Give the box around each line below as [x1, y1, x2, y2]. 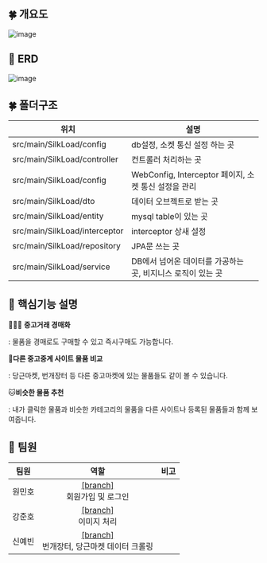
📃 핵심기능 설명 [8, 297, 78, 311]
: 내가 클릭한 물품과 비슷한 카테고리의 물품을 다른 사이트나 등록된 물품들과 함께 [8, 405, 250, 414]
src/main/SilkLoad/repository [12, 240, 122, 252]
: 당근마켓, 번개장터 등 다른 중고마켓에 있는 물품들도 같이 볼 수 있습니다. [8, 371, 228, 381]
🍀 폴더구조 [8, 99, 58, 112]
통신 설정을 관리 [140, 182, 197, 193]
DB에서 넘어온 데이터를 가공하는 [130, 256, 245, 267]
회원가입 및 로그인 [66, 491, 130, 502]
